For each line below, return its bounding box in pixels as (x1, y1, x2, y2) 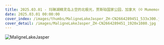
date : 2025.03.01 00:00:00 (5, 12, 60, 17)
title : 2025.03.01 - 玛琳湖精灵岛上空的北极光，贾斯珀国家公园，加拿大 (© (5, 7, 143, 12)
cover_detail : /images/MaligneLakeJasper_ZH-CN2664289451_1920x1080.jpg (5, 21, 156, 26)
